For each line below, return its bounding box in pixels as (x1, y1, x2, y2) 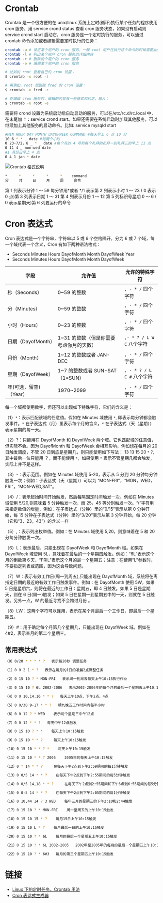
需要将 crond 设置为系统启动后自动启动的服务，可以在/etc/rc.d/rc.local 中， (5, 110, 156, 116)
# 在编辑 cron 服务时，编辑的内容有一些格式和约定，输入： (5, 96, 109, 101)
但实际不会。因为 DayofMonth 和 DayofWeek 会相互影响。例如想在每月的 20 (5, 443, 158, 449)
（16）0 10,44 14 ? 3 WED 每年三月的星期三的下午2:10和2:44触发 (5, 799, 132, 804)
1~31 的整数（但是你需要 (57, 334, 115, 341)
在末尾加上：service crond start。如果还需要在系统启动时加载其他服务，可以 (5, 116, 158, 122)
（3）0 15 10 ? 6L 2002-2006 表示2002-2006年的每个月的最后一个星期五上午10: (5, 685, 156, 690)
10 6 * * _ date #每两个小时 (5, 136, 61, 141)
